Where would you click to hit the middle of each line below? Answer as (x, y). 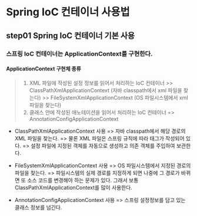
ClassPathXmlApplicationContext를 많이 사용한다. (73, 187)
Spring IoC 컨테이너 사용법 (68, 12)
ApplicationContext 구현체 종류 (44, 69)
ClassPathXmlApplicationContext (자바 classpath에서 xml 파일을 (106, 90)
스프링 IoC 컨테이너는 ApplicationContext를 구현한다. (79, 53)
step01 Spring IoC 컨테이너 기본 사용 (71, 36)
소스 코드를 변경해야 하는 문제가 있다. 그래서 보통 (83, 180)
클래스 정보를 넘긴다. (38, 207)
